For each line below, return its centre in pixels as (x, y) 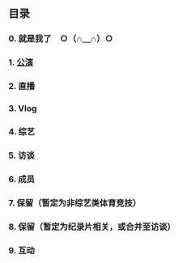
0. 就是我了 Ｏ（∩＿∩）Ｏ (61, 39)
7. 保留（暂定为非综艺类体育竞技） (75, 202)
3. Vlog (23, 108)
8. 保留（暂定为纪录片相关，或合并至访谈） (92, 227)
